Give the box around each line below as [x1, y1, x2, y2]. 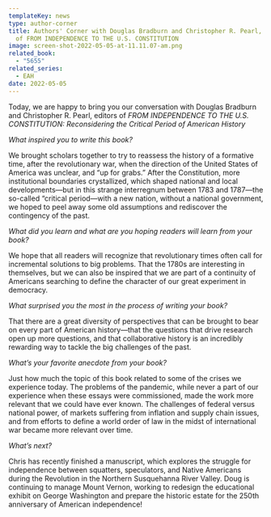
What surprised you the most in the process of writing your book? [8, 300, 228, 310]
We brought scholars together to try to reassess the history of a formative [8, 150, 254, 160]
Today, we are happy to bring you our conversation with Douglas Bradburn [8, 102, 257, 112]
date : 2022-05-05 [8, 79, 67, 87]
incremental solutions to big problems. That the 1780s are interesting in [8, 259, 245, 269]
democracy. [8, 285, 49, 295]
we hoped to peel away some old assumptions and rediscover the [8, 201, 228, 211]
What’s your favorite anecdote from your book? [8, 358, 167, 367]
